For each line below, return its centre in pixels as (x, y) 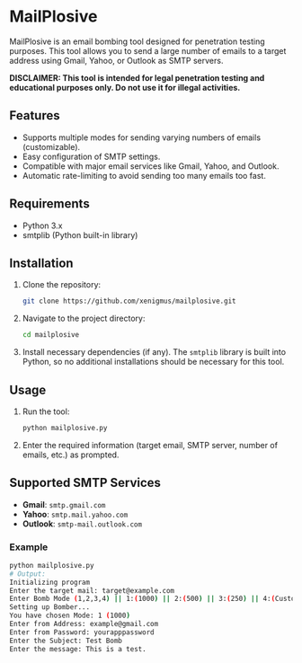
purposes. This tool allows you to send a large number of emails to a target (148, 50)
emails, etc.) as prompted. (71, 455)
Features (35, 115)
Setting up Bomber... (50, 607)
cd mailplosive (51, 335)
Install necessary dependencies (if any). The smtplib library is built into (154, 352)
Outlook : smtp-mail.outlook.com (82, 524)
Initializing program (50, 582)
